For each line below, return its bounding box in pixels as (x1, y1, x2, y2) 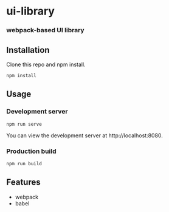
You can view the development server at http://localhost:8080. (6, 132, 163, 139)
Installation (6, 44, 50, 55)
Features (6, 177, 41, 188)
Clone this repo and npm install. (6, 61, 86, 68)
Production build (6, 147, 57, 156)
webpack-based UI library (6, 26, 84, 35)
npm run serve (6, 121, 43, 127)
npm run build (6, 160, 43, 166)
